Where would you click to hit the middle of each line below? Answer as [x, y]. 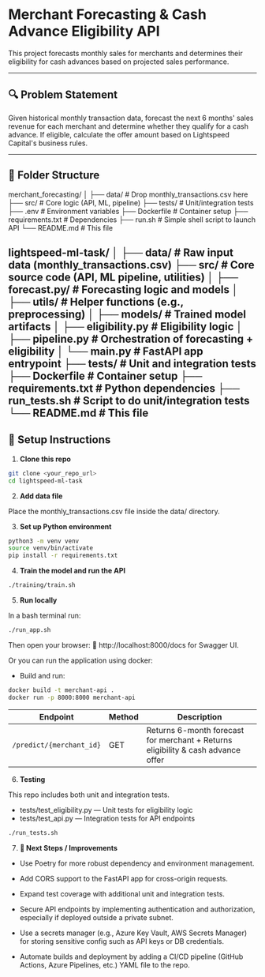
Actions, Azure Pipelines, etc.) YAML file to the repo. [105, 964]
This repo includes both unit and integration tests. [89, 795]
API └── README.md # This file [61, 227]
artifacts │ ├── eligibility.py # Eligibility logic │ [125, 327]
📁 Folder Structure [54, 175]
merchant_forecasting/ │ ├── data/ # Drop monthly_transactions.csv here [128, 194]
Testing [32, 779]
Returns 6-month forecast [195, 730]
